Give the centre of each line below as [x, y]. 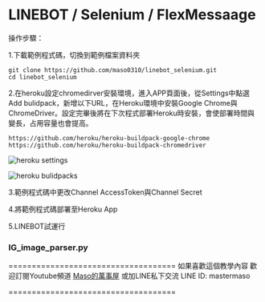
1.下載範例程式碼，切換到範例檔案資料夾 [74, 54]
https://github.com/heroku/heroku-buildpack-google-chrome [109, 138]
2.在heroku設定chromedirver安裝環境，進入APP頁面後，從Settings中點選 [129, 93]
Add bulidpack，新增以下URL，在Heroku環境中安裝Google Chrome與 [123, 103]
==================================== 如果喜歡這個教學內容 [128, 266]
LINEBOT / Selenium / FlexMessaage [132, 15]
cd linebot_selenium [43, 77]
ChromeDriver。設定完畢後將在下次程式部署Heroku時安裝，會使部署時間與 [132, 113]
